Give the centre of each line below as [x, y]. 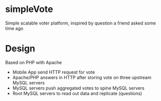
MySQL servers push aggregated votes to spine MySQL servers [78, 88]
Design [20, 49]
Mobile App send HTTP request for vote [54, 72]
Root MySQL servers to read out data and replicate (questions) [77, 93]
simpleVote [29, 9]
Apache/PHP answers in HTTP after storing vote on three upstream [82, 77]
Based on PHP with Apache [34, 62]
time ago [14, 28]
